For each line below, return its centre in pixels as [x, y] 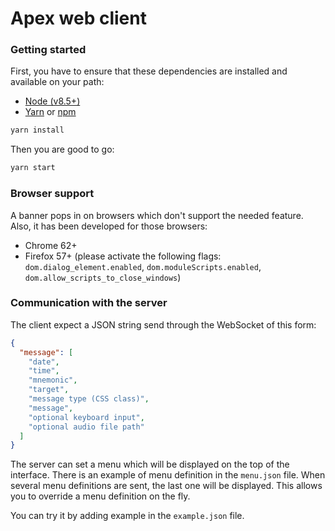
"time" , [44, 371]
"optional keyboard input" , [86, 417]
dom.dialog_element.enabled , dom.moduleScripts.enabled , [143, 266]
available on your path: [57, 82]
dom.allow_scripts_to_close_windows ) [103, 277]
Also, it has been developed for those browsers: [109, 226]
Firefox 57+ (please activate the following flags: [123, 256]
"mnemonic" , [53, 380]
